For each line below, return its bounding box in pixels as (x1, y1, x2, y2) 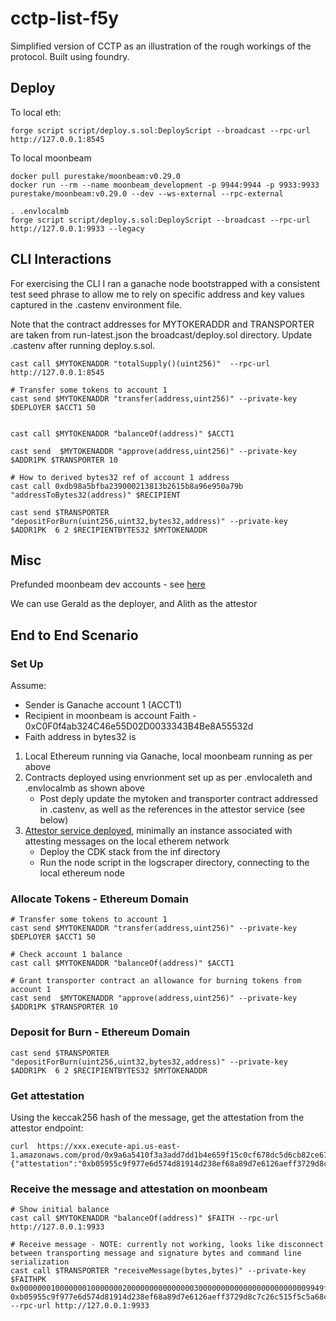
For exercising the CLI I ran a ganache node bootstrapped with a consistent (10, 277, 321, 289)
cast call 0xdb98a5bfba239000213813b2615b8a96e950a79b (10, 481, 244, 491)
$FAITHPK (10, 1275, 47, 1285)
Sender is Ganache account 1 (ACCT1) (24, 699, 183, 711)
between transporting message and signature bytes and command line (10, 1248, 302, 1259)
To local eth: (10, 106, 62, 118)
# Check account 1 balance (10, 950, 123, 960)
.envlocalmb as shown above (24, 782, 145, 794)
